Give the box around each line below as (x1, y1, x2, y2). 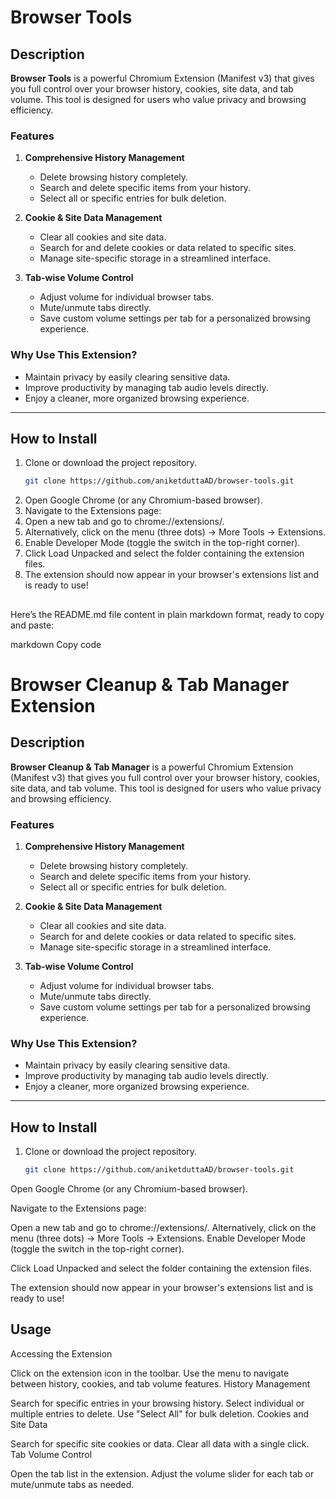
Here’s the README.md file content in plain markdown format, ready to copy (10, 608, 325, 620)
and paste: (10, 619, 55, 631)
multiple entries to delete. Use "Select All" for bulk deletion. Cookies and (10, 1407, 310, 1420)
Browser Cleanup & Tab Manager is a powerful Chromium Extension (10, 761, 294, 773)
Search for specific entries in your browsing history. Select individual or (10, 1397, 305, 1409)
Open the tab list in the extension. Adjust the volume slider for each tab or (10, 1467, 315, 1480)
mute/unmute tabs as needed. (10, 1478, 135, 1490)
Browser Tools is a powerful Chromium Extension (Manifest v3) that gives (10, 72, 315, 84)
